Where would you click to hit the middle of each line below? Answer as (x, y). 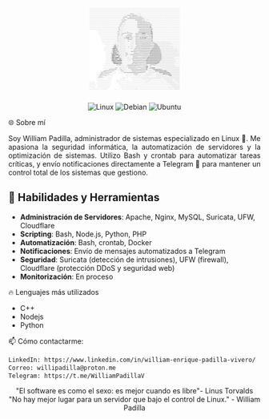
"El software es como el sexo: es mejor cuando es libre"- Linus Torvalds (134, 390)
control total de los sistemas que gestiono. (78, 172)
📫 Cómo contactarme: (46, 341)
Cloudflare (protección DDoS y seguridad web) (97, 268)
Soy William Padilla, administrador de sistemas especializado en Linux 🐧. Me (134, 138)
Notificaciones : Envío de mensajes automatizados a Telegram (122, 251)
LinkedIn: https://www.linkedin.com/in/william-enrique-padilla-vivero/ (132, 360)
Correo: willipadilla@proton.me (62, 368)
